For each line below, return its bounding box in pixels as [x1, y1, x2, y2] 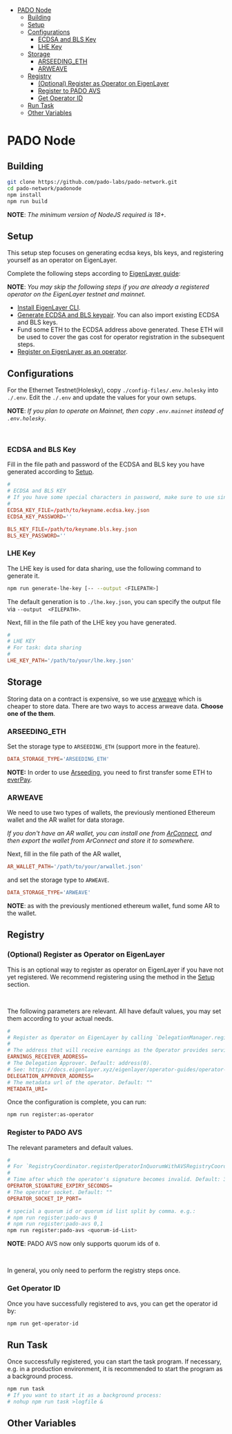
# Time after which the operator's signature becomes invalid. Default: [7, 1176, 221, 1183]
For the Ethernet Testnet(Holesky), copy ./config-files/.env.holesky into [7, 386, 219, 395]
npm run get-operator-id [7, 1320, 79, 1327]
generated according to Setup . [7, 468, 95, 476]
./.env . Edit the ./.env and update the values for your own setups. [7, 393, 197, 402]
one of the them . [7, 709, 56, 717]
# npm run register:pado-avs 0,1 [7, 1220, 104, 1227]
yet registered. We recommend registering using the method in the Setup [7, 972, 215, 981]
